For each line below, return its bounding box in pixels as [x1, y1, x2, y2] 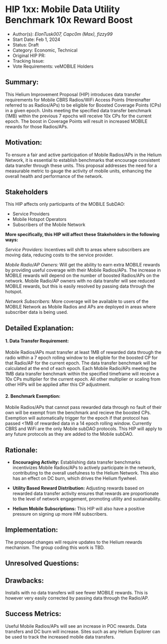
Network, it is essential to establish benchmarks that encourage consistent [5, 157, 160, 163]
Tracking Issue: [12, 58, 45, 64]
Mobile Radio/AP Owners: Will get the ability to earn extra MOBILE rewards [5, 262, 160, 268]
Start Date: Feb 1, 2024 [12, 36, 60, 42]
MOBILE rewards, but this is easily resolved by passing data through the [5, 283, 154, 289]
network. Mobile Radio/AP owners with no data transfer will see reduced [5, 278, 155, 284]
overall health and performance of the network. [5, 173, 104, 179]
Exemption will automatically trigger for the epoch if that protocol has [5, 415, 149, 421]
